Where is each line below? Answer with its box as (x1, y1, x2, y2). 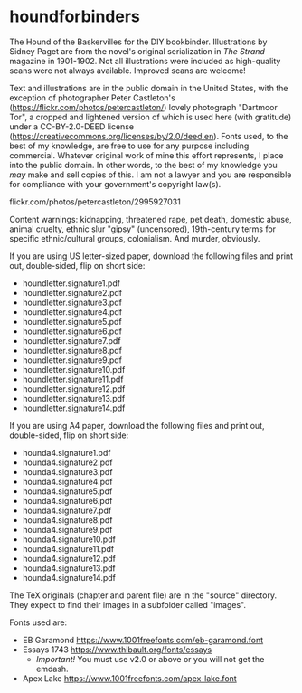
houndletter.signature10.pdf (22, 364, 126, 375)
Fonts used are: (9, 617, 68, 628)
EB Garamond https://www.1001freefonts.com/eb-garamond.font (22, 634, 264, 645)
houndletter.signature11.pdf (22, 374, 124, 384)
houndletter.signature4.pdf (22, 306, 123, 318)
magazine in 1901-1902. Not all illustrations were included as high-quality (9, 55, 281, 66)
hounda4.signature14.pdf (22, 572, 116, 583)
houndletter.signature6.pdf (22, 326, 122, 337)
